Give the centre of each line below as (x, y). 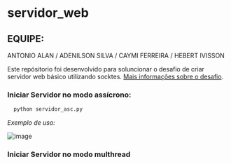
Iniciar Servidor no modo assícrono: (69, 95)
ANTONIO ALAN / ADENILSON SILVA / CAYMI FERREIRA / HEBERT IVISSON (116, 55)
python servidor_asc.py (48, 109)
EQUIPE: (26, 39)
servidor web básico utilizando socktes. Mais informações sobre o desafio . (115, 76)
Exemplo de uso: (31, 123)
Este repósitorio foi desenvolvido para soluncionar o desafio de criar (106, 69)
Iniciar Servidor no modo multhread (69, 154)
